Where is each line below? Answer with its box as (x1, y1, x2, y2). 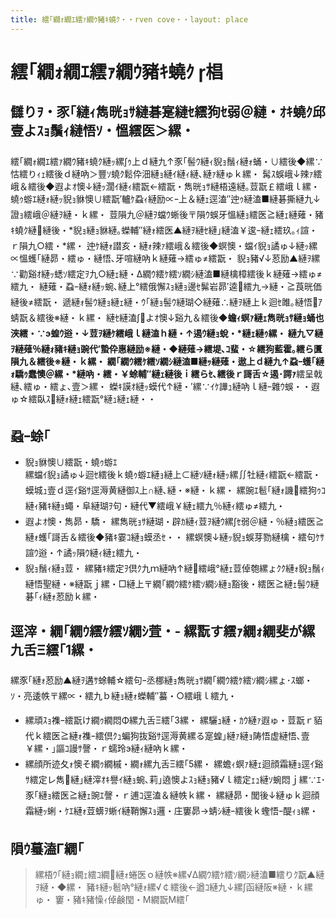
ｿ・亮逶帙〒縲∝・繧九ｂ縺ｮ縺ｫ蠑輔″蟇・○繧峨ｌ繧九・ (10, 690, 237, 702)
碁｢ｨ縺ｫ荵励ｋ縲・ (24, 591, 100, 603)
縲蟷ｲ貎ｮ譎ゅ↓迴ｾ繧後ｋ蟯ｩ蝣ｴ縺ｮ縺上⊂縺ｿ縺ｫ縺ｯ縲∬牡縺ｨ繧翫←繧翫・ (24, 469, 322, 481)
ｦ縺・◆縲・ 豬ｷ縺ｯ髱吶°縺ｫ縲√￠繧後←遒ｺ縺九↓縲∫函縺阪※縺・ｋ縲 (34, 881, 313, 893)
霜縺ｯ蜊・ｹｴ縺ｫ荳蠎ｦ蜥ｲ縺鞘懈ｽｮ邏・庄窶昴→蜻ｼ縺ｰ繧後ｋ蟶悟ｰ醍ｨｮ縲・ (24, 805, 319, 817)
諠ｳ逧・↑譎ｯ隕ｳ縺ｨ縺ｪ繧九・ (24, 547, 143, 559)
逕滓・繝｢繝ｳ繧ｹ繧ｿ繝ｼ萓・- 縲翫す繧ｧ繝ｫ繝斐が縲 (10, 622, 316, 640)
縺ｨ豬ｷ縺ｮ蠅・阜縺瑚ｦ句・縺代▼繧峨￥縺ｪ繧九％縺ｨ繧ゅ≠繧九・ (24, 500, 286, 512)
